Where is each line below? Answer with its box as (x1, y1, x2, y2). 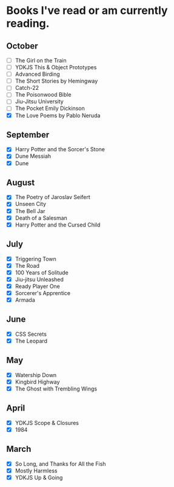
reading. (6, 16, 50, 30)
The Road (15, 262, 39, 269)
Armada (15, 296, 35, 304)
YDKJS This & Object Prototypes (15, 64, 97, 71)
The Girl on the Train (15, 57, 67, 64)
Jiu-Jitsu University (15, 98, 64, 105)
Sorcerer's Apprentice (15, 289, 71, 296)
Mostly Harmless (15, 467, 58, 474)
